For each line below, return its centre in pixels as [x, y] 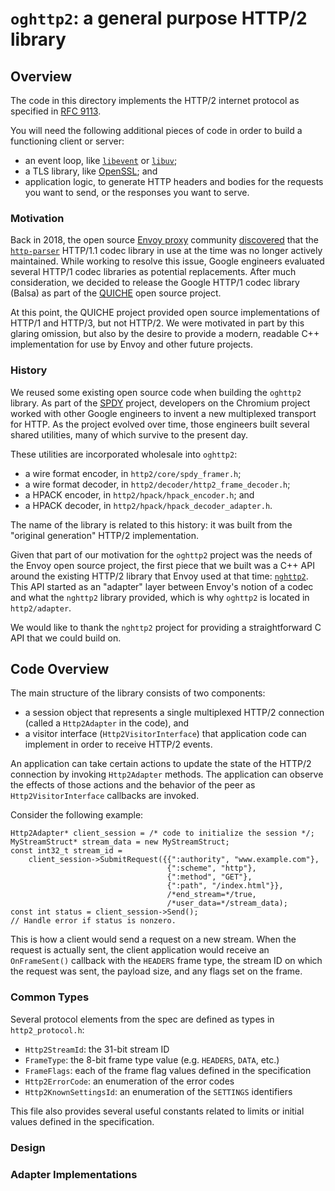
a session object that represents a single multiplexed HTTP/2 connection [174, 713]
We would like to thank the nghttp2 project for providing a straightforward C [166, 627]
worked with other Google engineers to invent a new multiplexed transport [163, 413]
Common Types [50, 997]
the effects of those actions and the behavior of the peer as [133, 785]
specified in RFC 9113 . [56, 111]
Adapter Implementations [74, 1174]
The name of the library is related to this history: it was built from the [151, 524]
